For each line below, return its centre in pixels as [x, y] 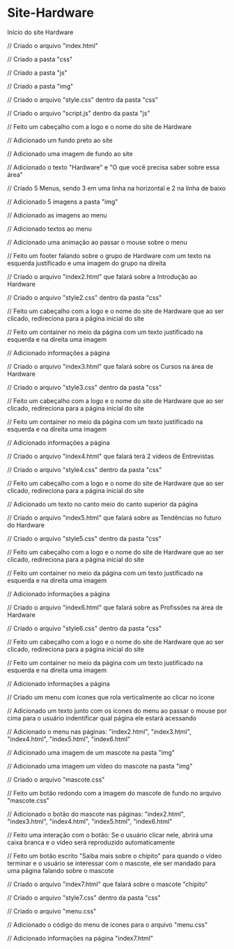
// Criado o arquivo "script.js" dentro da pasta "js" [79, 113]
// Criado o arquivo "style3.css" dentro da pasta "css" [85, 387]
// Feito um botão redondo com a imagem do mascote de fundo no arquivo [114, 793]
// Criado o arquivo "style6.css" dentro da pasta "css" [85, 628]
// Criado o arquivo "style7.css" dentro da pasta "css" [84, 897]
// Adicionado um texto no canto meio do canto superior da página [103, 504]
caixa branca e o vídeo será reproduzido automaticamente [91, 842]
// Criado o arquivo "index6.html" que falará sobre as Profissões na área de [115, 607]
